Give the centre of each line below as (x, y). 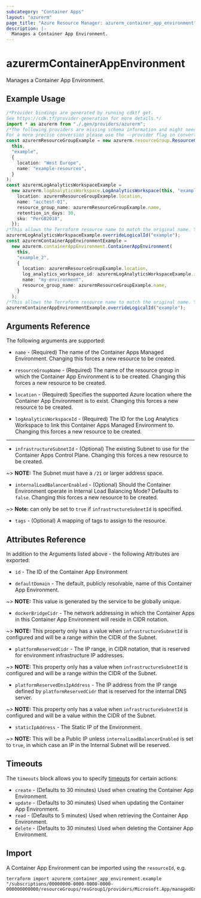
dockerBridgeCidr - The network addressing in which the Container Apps (105, 613)
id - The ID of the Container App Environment (71, 572)
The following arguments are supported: (56, 341)
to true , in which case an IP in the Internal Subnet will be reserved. (88, 745)
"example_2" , (33, 257)
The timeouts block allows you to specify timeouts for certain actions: (92, 778)
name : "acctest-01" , (42, 202)
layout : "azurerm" (29, 17)
